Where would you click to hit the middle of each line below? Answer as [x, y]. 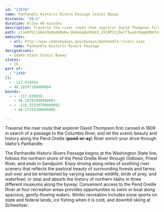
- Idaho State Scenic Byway [38, 55]
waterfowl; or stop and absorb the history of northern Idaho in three [73, 179]
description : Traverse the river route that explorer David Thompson [77, 28]
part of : [14, 69]
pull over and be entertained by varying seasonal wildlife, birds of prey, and [81, 174]
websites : [15, 37]
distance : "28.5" [23, 19]
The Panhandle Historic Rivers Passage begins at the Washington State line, [81, 153]
